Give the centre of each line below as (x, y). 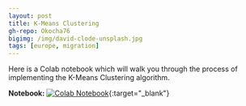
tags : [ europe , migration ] (54, 46)
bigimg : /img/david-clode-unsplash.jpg (76, 38)
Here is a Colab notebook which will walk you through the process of (123, 69)
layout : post (30, 16)
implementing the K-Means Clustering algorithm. (89, 78)
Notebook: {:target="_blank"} (89, 93)
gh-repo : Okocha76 (39, 31)
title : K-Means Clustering (54, 23)
